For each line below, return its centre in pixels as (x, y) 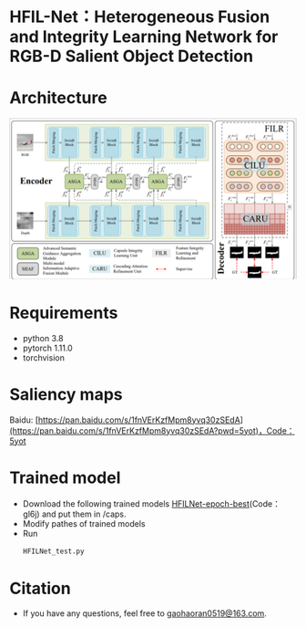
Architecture (58, 98)
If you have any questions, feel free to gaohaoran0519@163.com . (144, 613)
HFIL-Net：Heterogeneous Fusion (140, 17)
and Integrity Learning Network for (144, 37)
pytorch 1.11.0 (47, 348)
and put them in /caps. (84, 514)
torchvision (44, 357)
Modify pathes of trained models (84, 524)
